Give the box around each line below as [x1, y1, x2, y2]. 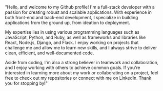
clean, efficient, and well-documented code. [5, 50, 94, 56]
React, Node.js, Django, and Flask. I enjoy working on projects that [5, 40, 139, 45]
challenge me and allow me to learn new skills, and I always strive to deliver [5, 45, 157, 50]
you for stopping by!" [5, 80, 48, 86]
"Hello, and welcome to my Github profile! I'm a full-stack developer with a [5, 4, 155, 10]
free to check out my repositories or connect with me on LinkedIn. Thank [5, 75, 152, 81]
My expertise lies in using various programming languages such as [5, 29, 140, 35]
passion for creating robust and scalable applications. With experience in [5, 9, 152, 15]
